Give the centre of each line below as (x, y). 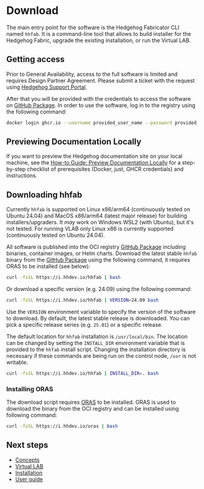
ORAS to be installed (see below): (48, 266)
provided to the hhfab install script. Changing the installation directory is (96, 349)
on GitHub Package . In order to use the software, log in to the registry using (101, 105)
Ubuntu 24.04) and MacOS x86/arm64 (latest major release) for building (97, 216)
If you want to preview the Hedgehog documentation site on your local (94, 156)
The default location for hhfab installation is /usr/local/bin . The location (97, 337)
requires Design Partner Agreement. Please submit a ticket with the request (101, 80)
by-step (16, 169)
